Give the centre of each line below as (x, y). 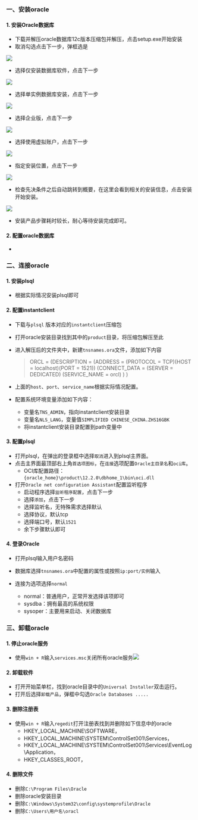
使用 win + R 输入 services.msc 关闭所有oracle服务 (74, 658)
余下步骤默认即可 (45, 529)
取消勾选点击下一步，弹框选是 (51, 46)
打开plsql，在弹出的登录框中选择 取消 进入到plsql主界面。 (83, 456)
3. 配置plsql (21, 441)
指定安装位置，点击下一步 (46, 166)
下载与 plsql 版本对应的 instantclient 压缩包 (68, 324)
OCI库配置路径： (44, 470)
